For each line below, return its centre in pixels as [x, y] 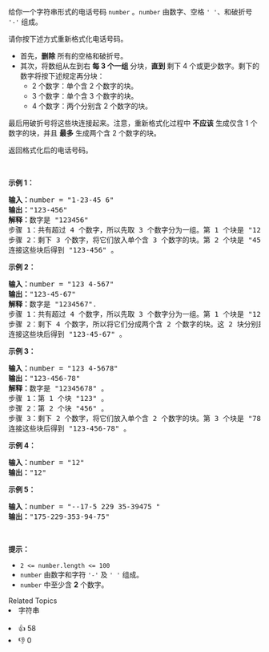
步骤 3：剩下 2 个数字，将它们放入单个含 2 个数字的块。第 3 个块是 [126, 418]
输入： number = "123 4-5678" [63, 369]
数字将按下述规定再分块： [62, 76]
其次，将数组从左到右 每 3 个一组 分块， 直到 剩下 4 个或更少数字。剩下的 [140, 66]
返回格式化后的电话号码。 [50, 150]
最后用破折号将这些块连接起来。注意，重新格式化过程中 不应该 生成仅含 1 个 [133, 123]
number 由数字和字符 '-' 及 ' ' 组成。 [82, 575]
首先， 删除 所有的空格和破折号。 [74, 56]
